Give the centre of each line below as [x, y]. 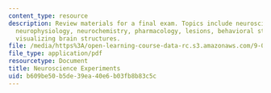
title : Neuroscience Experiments [65, 69]
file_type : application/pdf [56, 53]
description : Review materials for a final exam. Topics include [120, 23]
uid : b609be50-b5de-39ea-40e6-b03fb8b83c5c [83, 76]
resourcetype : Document [48, 61]
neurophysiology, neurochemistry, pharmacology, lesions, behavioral [135, 31]
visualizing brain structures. [68, 38]
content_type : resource [48, 16]
